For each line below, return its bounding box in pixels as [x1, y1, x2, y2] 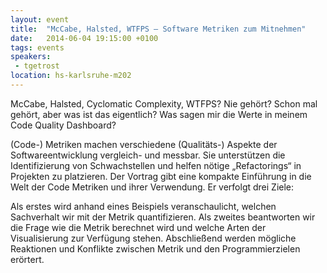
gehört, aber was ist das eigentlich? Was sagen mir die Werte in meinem [10, 108, 308, 120]
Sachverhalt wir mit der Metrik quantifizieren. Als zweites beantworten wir [10, 211, 316, 223]
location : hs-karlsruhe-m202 [10, 71, 132, 81]
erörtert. [10, 253, 45, 265]
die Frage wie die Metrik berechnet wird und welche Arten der [10, 221, 267, 233]
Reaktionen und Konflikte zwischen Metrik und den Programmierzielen [10, 242, 301, 255]
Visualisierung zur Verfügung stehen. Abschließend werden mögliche [10, 232, 297, 244]
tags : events [10, 42, 65, 53]
